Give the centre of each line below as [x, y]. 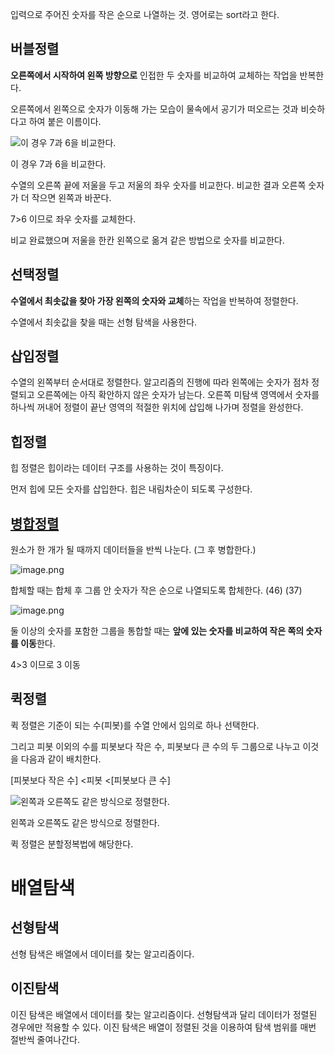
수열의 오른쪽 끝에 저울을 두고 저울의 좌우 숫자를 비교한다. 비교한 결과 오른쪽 [158, 185]
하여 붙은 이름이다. [65, 121]
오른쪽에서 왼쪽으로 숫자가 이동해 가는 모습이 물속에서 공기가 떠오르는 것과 [154, 109]
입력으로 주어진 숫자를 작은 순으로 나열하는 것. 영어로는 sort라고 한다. [145, 14]
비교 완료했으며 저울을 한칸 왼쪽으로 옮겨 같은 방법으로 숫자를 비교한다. [147, 240]
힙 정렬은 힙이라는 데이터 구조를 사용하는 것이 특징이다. [117, 468]
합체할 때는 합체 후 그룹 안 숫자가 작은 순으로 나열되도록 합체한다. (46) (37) [156, 590]
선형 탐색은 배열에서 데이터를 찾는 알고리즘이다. [102, 954]
